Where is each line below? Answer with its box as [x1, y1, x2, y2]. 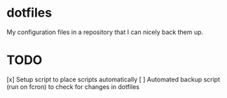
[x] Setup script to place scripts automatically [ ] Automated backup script [6, 75, 221, 83]
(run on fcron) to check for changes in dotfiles [6, 82, 139, 91]
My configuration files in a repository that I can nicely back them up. [6, 28, 204, 36]
